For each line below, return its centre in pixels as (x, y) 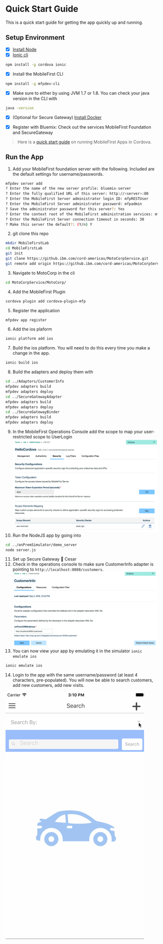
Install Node (24, 49)
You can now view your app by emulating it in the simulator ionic (77, 651)
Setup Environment (35, 38)
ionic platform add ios (30, 339)
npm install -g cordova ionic (36, 65)
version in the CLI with (35, 99)
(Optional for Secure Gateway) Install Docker (57, 117)
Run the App (25, 157)
